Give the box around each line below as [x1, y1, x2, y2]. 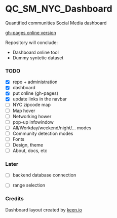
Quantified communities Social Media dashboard [5, 20, 107, 26]
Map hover [12, 107, 35, 114]
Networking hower [12, 113, 52, 119]
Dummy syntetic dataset [12, 54, 64, 61]
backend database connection [12, 172, 76, 178]
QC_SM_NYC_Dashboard [5, 3, 112, 15]
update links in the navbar [12, 96, 67, 102]
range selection [12, 182, 46, 188]
